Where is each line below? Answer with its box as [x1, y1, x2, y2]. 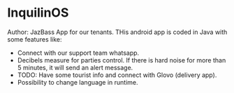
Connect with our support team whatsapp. [17, 49, 140, 57]
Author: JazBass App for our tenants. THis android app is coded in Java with [7, 28, 228, 36]
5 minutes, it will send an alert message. [17, 63, 133, 71]
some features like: [7, 35, 62, 43]
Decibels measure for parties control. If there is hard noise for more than [17, 56, 226, 64]
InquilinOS [7, 5, 69, 21]
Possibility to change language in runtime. [17, 78, 138, 86]
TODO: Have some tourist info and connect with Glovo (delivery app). [17, 71, 217, 79]
